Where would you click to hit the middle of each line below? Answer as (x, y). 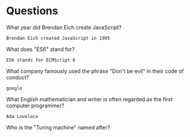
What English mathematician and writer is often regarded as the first (90, 99)
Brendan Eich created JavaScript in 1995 (58, 38)
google (14, 88)
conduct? (18, 77)
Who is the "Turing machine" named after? (58, 127)
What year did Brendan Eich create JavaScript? (64, 27)
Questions (32, 11)
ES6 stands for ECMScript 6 (41, 60)
